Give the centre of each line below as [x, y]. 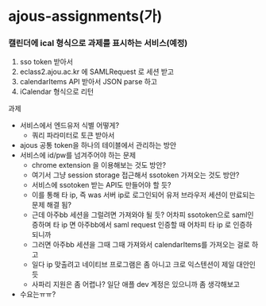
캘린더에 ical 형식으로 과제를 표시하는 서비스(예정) [98, 43]
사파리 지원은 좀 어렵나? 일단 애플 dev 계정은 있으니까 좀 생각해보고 [136, 285]
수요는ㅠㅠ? [38, 294]
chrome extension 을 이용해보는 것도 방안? [99, 165]
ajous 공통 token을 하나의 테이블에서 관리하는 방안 [98, 145]
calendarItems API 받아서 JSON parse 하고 [88, 82]
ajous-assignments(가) [85, 16]
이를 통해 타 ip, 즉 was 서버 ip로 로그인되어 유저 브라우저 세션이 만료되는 [143, 195]
